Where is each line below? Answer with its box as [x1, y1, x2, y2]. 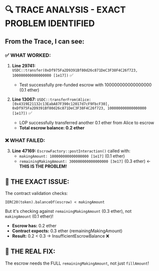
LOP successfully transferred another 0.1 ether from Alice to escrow [19, 120, 155, 126]
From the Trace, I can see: [5, 37, 85, 46]
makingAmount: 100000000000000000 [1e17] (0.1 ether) [19, 153, 125, 159]
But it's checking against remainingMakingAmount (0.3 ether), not [5, 208, 132, 214]
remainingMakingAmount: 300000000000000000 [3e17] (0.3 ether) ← [19, 159, 151, 164]
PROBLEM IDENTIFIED [5, 18, 95, 29]
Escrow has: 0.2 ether [12, 223, 57, 228]
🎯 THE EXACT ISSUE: [5, 177, 70, 186]
